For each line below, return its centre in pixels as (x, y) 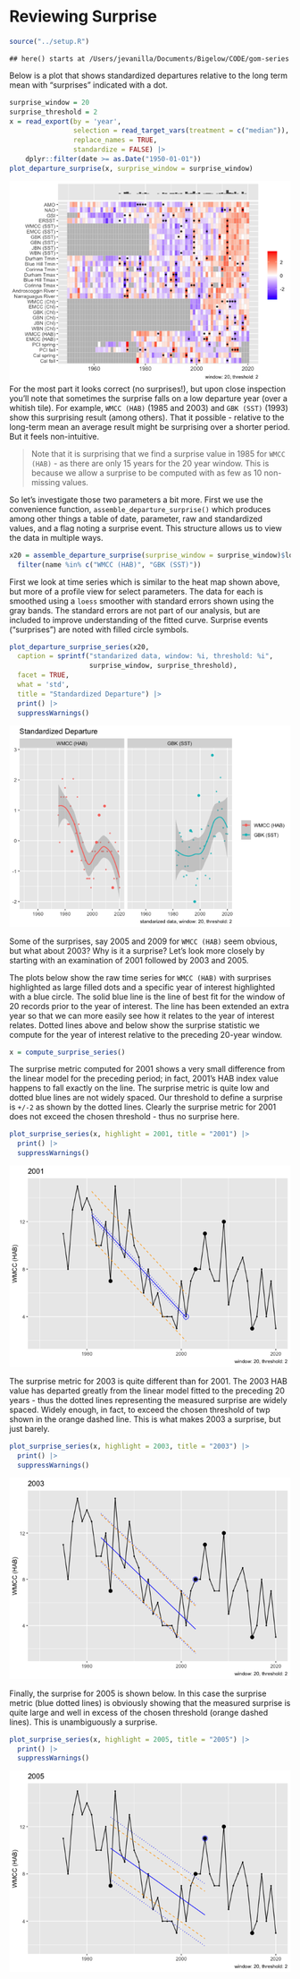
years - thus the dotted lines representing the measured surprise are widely (148, 1401)
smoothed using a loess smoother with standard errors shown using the (142, 601)
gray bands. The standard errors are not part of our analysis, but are (135, 610)
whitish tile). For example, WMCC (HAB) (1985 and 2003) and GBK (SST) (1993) (149, 407)
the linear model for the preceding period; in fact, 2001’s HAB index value (144, 1079)
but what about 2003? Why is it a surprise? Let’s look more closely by (137, 950)
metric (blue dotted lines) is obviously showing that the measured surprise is (150, 1702)
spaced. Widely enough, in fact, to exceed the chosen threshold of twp (140, 1410)
